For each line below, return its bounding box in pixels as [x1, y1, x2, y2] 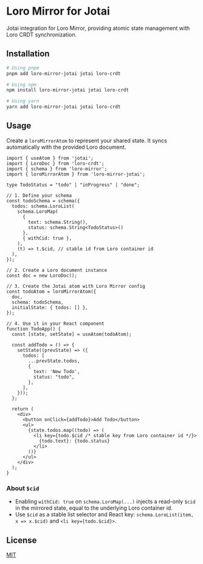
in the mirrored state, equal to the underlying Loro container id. [15, 504, 173, 512]
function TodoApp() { [6, 326, 61, 332]
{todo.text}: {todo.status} [38, 438, 111, 444]
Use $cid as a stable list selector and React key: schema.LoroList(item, [15, 511, 194, 518]
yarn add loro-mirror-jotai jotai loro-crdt [6, 104, 121, 110]
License [6, 535, 37, 545]
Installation [6, 49, 50, 59]
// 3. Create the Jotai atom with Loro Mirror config [6, 283, 146, 289]
